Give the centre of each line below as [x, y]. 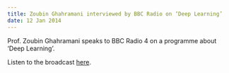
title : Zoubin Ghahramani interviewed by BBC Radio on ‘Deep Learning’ [115, 14]
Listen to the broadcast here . [49, 62]
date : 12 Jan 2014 [34, 21]
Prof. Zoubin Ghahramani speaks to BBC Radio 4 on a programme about [112, 40]
